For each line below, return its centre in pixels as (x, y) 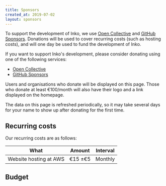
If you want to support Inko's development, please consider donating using (83, 54)
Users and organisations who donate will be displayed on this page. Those (82, 84)
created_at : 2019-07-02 (30, 15)
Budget (17, 177)
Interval (105, 151)
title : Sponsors (22, 10)
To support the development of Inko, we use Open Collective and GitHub (80, 34)
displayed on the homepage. (35, 95)
